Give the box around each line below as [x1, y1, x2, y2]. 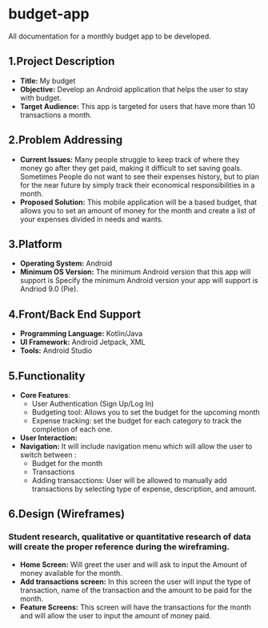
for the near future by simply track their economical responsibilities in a [19, 180, 255, 189]
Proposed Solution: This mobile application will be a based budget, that [19, 197, 258, 207]
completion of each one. [31, 424, 113, 434]
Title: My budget [19, 75, 76, 85]
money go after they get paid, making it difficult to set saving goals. [19, 163, 242, 172]
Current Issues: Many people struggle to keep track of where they [19, 154, 240, 164]
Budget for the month [31, 459, 102, 468]
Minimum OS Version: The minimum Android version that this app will [19, 267, 251, 277]
